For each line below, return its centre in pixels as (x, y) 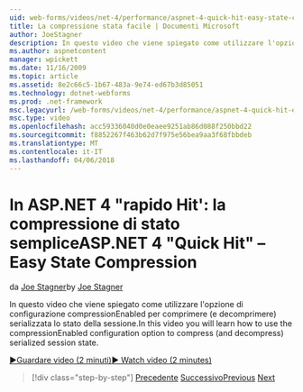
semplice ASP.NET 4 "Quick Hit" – (138, 243)
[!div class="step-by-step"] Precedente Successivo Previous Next (153, 378)
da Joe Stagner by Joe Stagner (66, 287)
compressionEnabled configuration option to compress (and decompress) (147, 333)
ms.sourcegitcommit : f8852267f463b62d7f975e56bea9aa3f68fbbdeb (131, 135)
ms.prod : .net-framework (56, 101)
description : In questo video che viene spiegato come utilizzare (137, 43)
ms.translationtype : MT (54, 143)
